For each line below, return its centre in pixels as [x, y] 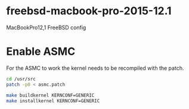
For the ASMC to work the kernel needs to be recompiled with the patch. [95, 68]
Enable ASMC [41, 52]
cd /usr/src [21, 79]
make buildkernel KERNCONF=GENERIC [50, 95]
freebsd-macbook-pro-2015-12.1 [89, 11]
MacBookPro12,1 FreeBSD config [46, 27]
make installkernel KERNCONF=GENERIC [53, 101]
